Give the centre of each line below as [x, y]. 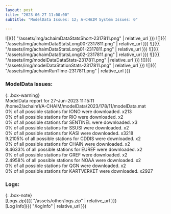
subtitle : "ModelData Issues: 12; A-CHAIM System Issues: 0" [72, 19]
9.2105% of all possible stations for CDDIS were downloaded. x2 [73, 139]
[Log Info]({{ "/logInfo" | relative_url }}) [46, 206]
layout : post [19, 10]
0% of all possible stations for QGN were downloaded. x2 [66, 166]
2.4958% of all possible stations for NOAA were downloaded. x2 [73, 160]
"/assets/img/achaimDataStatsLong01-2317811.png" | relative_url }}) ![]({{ [82, 49]
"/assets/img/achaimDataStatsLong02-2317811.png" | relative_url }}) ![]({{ [82, 55]
